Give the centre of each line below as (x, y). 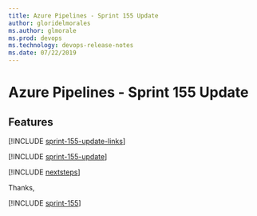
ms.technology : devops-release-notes (71, 46)
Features (31, 122)
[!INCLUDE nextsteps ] (45, 172)
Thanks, (22, 188)
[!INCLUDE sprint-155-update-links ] (67, 141)
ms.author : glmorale (43, 30)
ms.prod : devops (35, 38)
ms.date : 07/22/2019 (43, 53)
